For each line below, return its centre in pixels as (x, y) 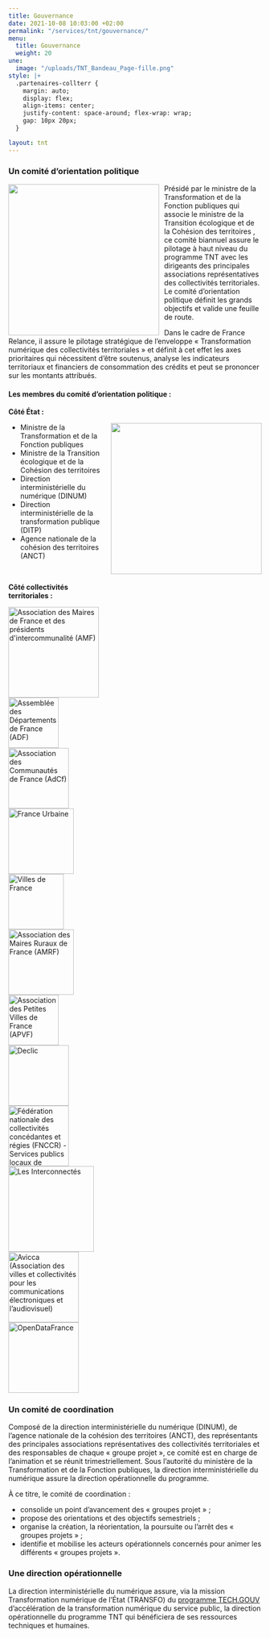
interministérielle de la (57, 513)
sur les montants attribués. (53, 375)
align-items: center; (59, 106)
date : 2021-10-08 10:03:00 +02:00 (66, 23)
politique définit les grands (208, 300)
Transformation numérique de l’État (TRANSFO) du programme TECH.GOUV (134, 1599)
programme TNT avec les (207, 257)
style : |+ (25, 76)
